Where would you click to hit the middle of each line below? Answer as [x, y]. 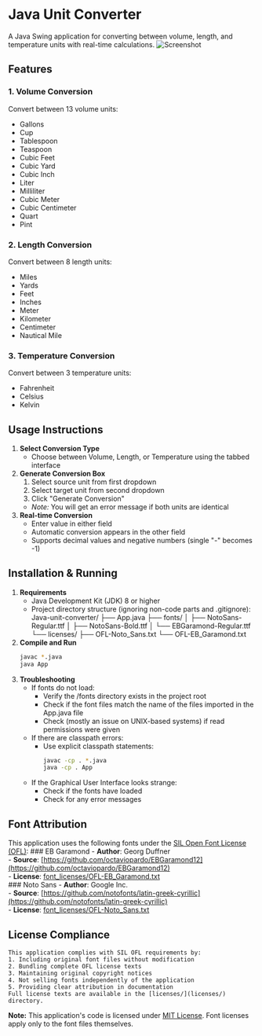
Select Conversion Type [60, 449]
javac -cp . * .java [75, 760]
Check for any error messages [92, 799]
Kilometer [35, 318]
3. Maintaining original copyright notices [80, 973]
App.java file [63, 712]
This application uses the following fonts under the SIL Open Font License [127, 843]
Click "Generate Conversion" [78, 499]
